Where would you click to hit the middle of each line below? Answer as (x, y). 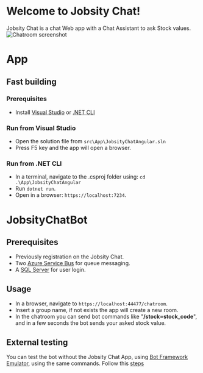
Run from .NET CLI (34, 164)
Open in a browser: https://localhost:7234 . (71, 195)
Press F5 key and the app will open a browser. (73, 148)
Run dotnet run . (35, 189)
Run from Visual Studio (41, 128)
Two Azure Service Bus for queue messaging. (73, 263)
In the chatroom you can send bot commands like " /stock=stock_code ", (106, 317)
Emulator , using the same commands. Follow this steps (75, 363)
